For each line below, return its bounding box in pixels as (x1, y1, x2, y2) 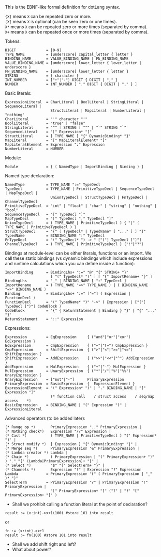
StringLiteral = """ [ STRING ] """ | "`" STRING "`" (5, 125, 127, 130)
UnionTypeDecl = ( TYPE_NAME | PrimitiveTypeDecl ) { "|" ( (5, 220, 139, 225)
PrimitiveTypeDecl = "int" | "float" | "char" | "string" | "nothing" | (5, 203, 157, 208)
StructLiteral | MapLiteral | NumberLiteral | (50, 108, 146, 113)
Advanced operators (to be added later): (5, 415, 86, 421)
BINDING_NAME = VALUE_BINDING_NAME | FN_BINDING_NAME (5, 56, 129, 61)
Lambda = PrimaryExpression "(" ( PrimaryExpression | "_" (5, 472, 152, 476)
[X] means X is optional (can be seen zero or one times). (5, 19, 117, 24)
